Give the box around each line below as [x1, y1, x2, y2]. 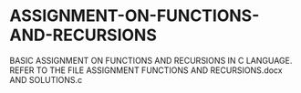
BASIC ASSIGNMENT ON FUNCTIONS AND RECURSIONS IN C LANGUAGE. [9, 55, 293, 66]
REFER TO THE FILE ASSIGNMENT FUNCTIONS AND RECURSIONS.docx [9, 65, 283, 76]
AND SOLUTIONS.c [9, 74, 83, 85]
